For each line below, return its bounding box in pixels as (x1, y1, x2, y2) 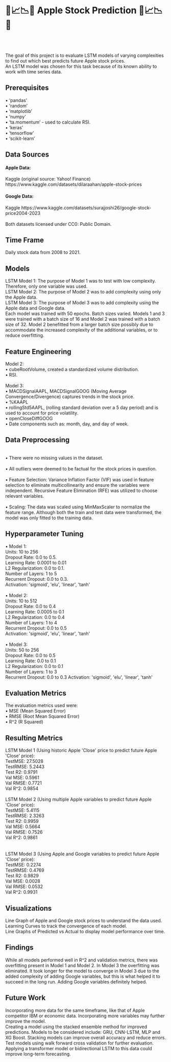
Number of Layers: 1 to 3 (5, 668, 57, 675)
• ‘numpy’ (5, 113, 27, 120)
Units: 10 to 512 (5, 598, 37, 604)
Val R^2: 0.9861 (5, 835, 38, 841)
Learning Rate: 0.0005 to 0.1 (5, 608, 65, 615)
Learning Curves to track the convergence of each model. (5, 923, 128, 929)
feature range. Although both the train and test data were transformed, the (5, 509, 162, 515)
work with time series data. (5, 68, 62, 75)
